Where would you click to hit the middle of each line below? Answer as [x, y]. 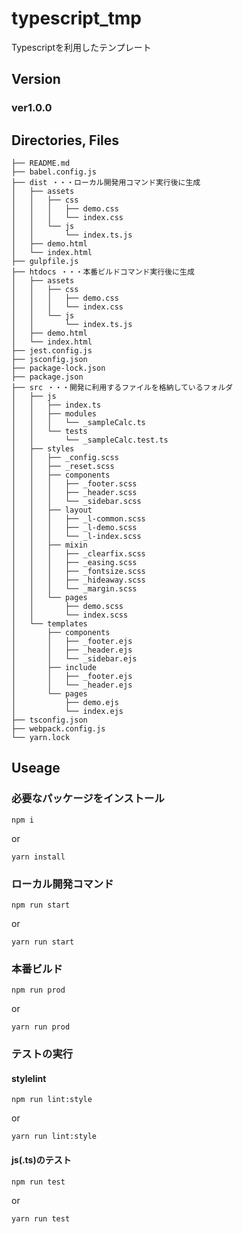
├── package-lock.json [58, 368]
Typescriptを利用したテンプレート [81, 47]
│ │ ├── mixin [49, 545]
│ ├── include [54, 668]
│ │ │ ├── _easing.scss [74, 563]
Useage [36, 768]
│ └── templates [49, 624]
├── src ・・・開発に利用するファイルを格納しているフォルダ [122, 388]
